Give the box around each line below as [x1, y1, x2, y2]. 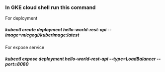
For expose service [5, 44, 45, 51]
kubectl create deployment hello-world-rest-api [5, 26, 107, 32]
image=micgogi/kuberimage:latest [5, 32, 80, 38]
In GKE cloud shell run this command [5, 4, 96, 11]
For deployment [5, 15, 38, 21]
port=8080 [5, 61, 29, 67]
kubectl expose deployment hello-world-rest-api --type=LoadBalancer [5, 56, 156, 62]
